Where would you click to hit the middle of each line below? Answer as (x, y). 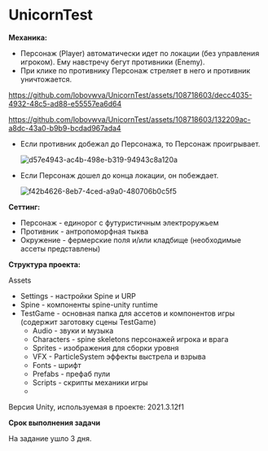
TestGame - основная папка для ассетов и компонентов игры (127, 313)
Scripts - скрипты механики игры (90, 382)
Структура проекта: (45, 264)
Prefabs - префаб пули (71, 374)
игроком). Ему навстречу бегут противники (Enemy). (112, 62)
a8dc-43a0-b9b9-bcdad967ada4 (65, 128)
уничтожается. (46, 79)
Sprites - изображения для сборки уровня (105, 348)
